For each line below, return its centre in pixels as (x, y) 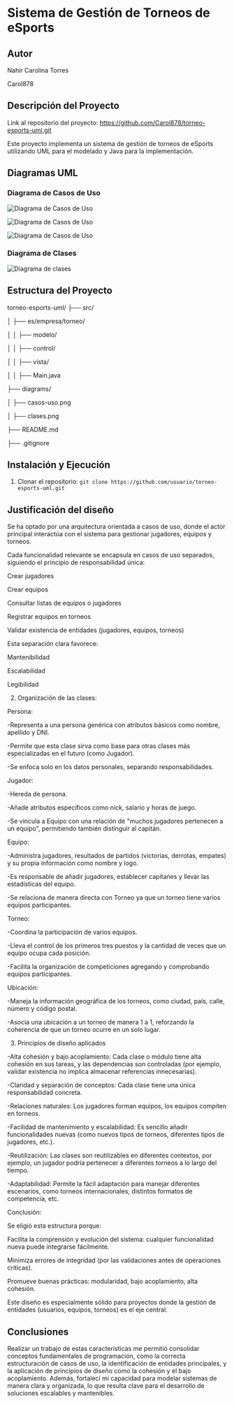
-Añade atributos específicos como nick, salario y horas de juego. (102, 808)
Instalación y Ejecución (59, 465)
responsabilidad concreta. (45, 1093)
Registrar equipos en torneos (49, 617)
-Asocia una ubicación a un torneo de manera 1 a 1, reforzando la (101, 1022)
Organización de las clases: (57, 698)
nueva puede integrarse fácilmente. (58, 1247)
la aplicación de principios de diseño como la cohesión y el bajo (99, 1371)
